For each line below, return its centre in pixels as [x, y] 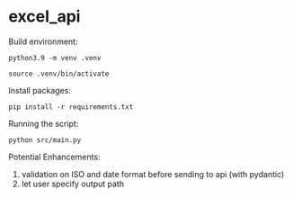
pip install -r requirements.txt [71, 107]
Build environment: [43, 41]
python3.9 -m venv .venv [55, 58]
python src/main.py [45, 140]
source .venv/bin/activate [59, 74]
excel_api [44, 17]
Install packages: [40, 90]
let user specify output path [73, 184]
